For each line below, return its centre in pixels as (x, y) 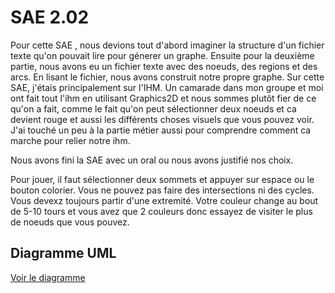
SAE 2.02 (50, 17)
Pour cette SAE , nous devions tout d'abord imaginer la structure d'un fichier (167, 45)
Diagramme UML (63, 253)
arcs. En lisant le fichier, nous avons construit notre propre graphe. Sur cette (167, 77)
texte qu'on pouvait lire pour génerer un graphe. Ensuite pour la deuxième (162, 55)
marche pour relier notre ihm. (70, 140)
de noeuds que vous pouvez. (70, 222)
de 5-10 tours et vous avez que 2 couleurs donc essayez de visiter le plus (161, 211)
